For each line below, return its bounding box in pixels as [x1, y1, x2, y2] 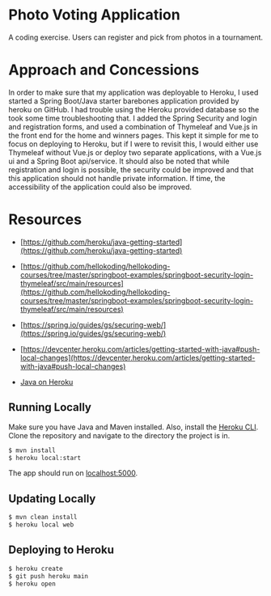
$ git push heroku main [8, 572, 89, 580]
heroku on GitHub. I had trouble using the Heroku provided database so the [8, 104, 260, 114]
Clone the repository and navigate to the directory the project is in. [8, 430, 231, 440]
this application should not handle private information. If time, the [8, 173, 226, 183]
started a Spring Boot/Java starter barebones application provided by [8, 95, 239, 106]
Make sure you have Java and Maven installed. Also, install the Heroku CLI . [8, 422, 259, 432]
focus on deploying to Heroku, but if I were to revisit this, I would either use [8, 139, 259, 149]
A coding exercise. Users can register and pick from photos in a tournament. [8, 32, 264, 42]
